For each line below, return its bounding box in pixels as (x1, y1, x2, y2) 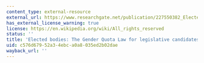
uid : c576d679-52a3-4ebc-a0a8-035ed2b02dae (6, 43, 118, 49)
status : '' (6, 31, 34, 37)
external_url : (6, 14, 42, 20)
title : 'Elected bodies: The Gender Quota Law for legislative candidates (6, 37, 200, 43)
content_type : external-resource (6, 8, 91, 15)
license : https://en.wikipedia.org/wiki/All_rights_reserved (6, 25, 165, 32)
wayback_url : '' (6, 48, 47, 54)
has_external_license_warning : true (6, 20, 99, 26)
